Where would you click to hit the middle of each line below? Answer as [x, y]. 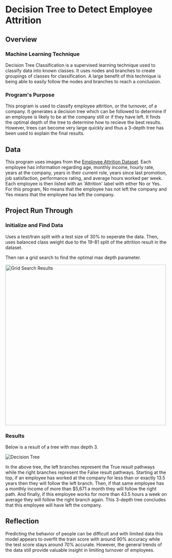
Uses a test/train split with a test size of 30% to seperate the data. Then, [82, 236]
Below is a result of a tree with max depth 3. [52, 447]
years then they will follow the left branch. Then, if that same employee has [85, 483]
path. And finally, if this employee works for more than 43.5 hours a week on [86, 494]
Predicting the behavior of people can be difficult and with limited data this [84, 533]
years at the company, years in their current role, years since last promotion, [86, 173]
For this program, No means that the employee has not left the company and [86, 189]
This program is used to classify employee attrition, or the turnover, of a [81, 106]
